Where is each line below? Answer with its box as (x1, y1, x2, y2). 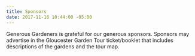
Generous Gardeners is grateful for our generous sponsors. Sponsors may (6, 30, 190, 37)
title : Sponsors (6, 8, 47, 15)
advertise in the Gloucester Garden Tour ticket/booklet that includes (6, 37, 173, 44)
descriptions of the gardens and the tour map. (6, 42, 120, 50)
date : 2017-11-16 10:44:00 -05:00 (6, 14, 93, 20)
